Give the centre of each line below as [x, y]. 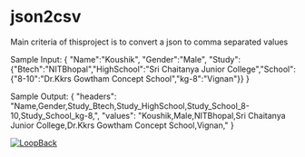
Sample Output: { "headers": [64, 96]
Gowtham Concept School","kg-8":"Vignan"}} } [162, 78]
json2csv [46, 17]
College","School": [261, 69]
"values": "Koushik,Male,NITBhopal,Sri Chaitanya [194, 115]
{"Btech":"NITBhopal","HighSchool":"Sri [85, 69]
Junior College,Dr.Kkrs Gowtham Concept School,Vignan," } [123, 125]
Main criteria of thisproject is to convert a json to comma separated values [149, 42]
